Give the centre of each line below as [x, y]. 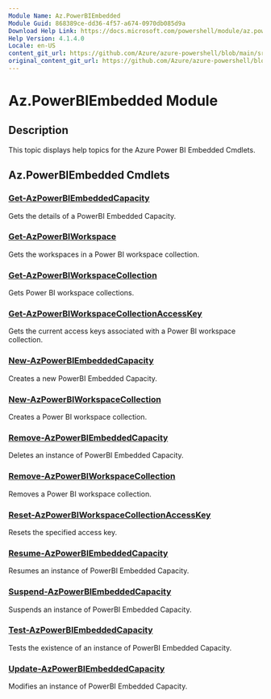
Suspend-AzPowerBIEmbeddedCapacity [90, 592]
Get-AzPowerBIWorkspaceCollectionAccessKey [106, 314]
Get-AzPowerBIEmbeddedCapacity [79, 199]
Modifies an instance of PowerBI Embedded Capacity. [98, 686]
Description [38, 130]
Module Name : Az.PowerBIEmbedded [65, 16]
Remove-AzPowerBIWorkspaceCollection [92, 476]
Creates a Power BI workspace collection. [78, 417]
